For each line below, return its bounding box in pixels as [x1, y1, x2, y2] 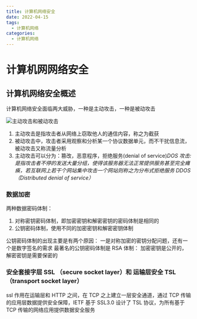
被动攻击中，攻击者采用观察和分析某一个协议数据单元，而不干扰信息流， [14, 138, 190, 144]
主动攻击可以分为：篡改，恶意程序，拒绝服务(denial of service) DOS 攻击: [14, 152, 192, 159]
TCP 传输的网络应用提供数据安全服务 [6, 306, 95, 313]
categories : [6, 31, 35, 36]
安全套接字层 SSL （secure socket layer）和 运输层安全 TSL [6, 268, 176, 277]
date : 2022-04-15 [6, 14, 49, 20]
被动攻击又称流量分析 [14, 145, 66, 152]
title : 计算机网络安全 [6, 8, 56, 15]
